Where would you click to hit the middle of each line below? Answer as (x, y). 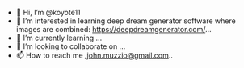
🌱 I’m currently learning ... (59, 38)
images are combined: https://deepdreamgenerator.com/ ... (114, 29)
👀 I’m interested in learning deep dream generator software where (126, 21)
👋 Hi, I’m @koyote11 (48, 12)
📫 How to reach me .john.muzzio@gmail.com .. (95, 55)
